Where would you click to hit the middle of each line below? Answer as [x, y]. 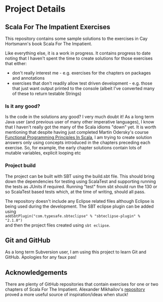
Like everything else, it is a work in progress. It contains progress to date [78, 53]
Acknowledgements [36, 273]
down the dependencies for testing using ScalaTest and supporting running [81, 181]
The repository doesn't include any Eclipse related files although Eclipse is [80, 201]
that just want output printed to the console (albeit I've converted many [83, 88]
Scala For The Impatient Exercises [58, 27]
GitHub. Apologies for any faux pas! [41, 257]
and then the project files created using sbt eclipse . [58, 225]
